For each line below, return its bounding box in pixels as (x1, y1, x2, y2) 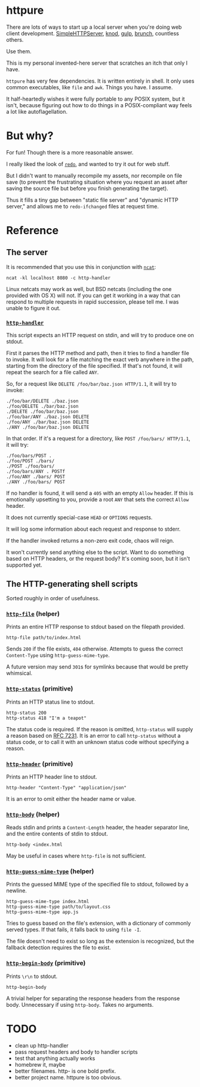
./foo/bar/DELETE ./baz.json (6, 398, 79, 404)
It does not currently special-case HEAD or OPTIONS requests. (6, 514, 153, 521)
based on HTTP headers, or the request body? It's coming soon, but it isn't (6, 555, 190, 562)
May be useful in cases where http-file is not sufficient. (6, 852, 146, 859)
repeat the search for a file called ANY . (6, 369, 99, 376)
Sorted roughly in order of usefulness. (6, 594, 100, 602)
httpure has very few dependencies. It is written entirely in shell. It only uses (6, 77, 195, 84)
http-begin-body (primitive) (6, 959, 86, 967)
